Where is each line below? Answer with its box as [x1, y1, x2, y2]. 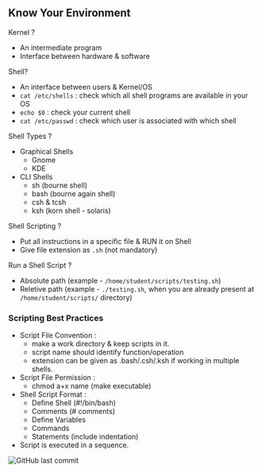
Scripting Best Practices [8, 312, 104, 323]
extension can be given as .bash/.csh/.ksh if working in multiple [31, 356, 240, 366]
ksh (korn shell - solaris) [31, 206, 111, 215]
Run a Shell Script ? [8, 260, 72, 269]
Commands [31, 424, 70, 433]
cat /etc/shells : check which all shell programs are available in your [19, 91, 249, 100]
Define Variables [31, 415, 86, 424]
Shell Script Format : [19, 389, 87, 400]
